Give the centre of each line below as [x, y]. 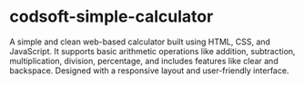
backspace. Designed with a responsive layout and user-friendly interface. [149, 71]
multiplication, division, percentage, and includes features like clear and [144, 61]
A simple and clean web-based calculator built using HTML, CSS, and [140, 42]
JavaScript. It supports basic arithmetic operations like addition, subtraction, [152, 51]
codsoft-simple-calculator [111, 17]
